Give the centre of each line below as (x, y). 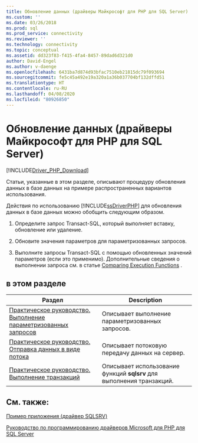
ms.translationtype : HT (35, 83)
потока (19, 357)
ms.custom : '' (24, 17)
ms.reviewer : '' (26, 39)
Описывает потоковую (135, 346)
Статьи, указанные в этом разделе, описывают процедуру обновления (96, 181)
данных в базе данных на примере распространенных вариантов (89, 188)
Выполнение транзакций (44, 377)
